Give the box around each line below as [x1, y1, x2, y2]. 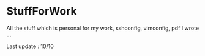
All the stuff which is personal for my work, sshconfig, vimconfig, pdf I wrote [6, 24, 199, 32]
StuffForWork [6, 4, 78, 18]
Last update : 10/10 [6, 43, 54, 50]
